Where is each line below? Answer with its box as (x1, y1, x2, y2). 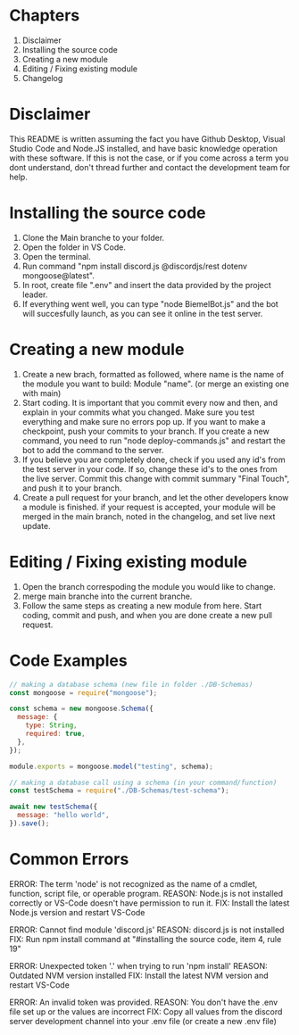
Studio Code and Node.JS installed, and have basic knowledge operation (9, 143, 278, 153)
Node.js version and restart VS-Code (9, 907, 145, 917)
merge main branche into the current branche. (21, 591, 193, 601)
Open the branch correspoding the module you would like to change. (21, 581, 276, 592)
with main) (21, 387, 62, 398)
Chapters (9, 5, 80, 26)
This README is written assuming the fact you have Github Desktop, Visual (9, 133, 286, 144)
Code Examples (9, 650, 128, 670)
